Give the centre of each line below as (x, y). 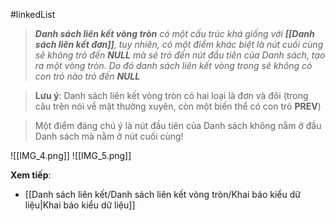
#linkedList (33, 14)
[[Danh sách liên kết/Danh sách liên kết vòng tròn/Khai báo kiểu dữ (162, 194)
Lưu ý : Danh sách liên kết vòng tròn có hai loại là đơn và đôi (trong (171, 95)
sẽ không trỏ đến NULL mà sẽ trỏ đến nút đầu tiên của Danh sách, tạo (180, 55)
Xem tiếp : (31, 175)
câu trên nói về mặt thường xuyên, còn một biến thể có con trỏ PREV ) (178, 106)
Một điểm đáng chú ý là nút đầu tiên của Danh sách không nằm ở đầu (178, 125)
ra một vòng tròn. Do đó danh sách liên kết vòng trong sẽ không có (173, 65)
